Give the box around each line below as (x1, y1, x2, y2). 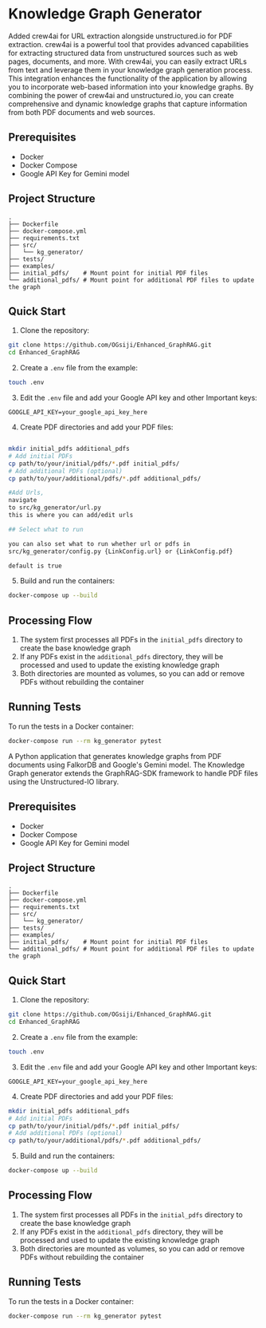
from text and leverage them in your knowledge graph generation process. (8, 65, 253, 74)
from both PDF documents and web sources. (8, 107, 155, 117)
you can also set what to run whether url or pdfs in (8, 539, 191, 547)
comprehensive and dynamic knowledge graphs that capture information (8, 99, 248, 109)
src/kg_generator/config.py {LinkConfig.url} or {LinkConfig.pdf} (8, 547, 233, 555)
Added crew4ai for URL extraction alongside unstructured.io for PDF (8, 31, 233, 41)
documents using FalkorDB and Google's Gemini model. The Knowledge (8, 760, 245, 769)
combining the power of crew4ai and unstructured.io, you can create (8, 90, 234, 100)
